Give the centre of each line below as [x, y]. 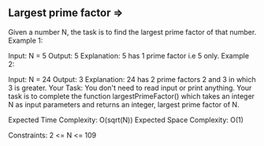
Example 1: [26, 40]
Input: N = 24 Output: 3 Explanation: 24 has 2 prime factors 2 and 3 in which [132, 79]
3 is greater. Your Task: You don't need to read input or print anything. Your [130, 88]
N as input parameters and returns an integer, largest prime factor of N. [124, 104]
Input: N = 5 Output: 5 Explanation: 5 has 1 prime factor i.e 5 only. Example [129, 55]
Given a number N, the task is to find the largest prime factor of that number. [132, 32]
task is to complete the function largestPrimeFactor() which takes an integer [131, 96]
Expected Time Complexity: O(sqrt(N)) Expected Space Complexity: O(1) [126, 120]
